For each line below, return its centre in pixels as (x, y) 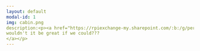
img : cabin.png (25, 22)
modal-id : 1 (21, 17)
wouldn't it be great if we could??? (53, 33)
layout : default (26, 11)
